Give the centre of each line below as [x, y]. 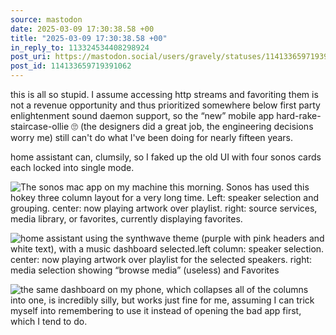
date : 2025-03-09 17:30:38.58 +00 [82, 29]
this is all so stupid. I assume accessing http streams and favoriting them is [164, 94]
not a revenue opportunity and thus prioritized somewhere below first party [165, 105]
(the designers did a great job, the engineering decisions [196, 126]
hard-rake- [299, 115]
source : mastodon [46, 19]
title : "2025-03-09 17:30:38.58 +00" [89, 38]
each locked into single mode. [72, 167]
